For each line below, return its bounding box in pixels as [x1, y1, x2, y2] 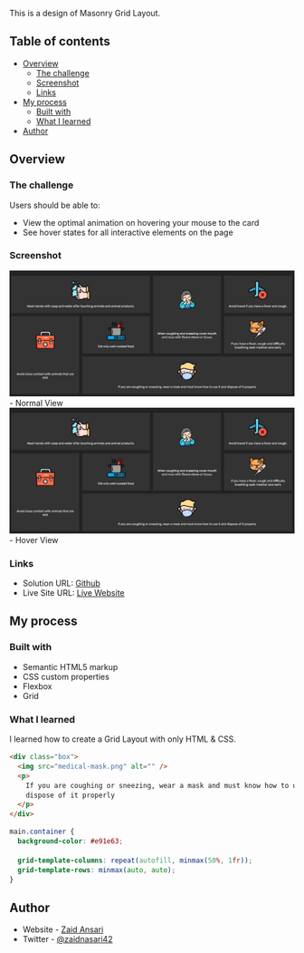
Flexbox [22, 680, 52, 692]
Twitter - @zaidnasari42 [22, 934, 113, 945]
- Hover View [9, 534, 59, 545]
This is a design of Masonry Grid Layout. [9, 8, 161, 18]
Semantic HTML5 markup [22, 661, 119, 672]
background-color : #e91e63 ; [17, 837, 124, 846]
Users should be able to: [9, 199, 101, 210]
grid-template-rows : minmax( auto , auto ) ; [17, 865, 176, 874]
